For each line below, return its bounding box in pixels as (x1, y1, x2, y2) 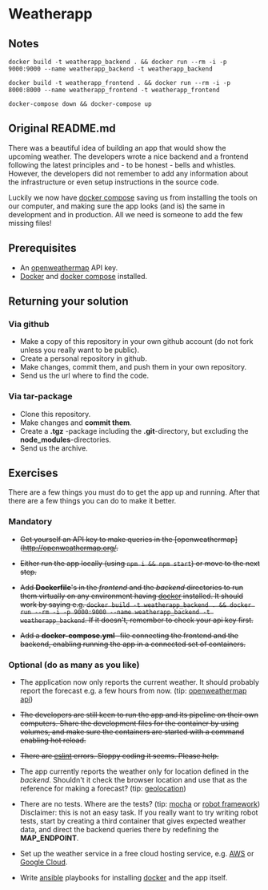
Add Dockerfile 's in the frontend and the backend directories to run (19, 582, 244, 592)
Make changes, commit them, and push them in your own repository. (19, 362, 247, 372)
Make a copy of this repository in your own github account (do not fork (19, 337, 254, 346)
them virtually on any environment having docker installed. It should (19, 591, 244, 601)
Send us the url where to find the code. (19, 370, 150, 381)
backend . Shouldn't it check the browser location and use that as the (19, 775, 248, 785)
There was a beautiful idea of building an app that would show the (8, 143, 226, 152)
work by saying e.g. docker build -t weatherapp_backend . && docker (19, 599, 252, 609)
